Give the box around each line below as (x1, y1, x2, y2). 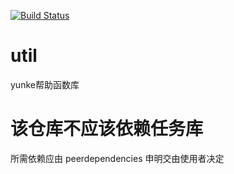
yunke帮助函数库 (10, 78, 80, 90)
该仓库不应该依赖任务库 (10, 118, 204, 140)
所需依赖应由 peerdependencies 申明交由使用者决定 (10, 152, 225, 164)
